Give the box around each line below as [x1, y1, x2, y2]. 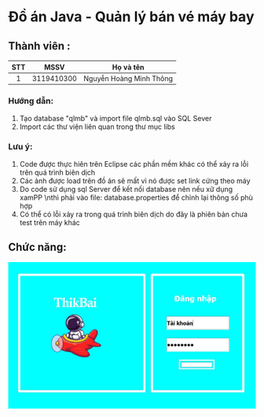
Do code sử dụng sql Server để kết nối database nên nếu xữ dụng [19, 184, 233, 194]
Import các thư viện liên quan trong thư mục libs [19, 122, 175, 131]
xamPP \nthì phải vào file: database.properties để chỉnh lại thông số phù [19, 193, 254, 202]
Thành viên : [8, 39, 71, 53]
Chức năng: [8, 241, 67, 254]
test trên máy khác [19, 217, 80, 227]
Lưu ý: [8, 142, 33, 153]
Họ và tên [112, 62, 145, 72]
